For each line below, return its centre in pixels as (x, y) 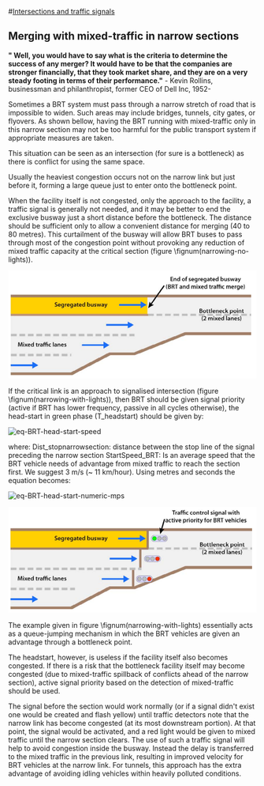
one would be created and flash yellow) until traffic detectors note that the (129, 715)
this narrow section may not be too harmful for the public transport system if (132, 129)
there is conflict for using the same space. (76, 161)
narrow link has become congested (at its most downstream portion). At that (132, 724)
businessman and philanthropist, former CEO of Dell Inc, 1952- (110, 89)
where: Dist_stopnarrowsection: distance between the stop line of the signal (131, 447)
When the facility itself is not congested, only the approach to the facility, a (130, 200)
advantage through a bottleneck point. (70, 642)
